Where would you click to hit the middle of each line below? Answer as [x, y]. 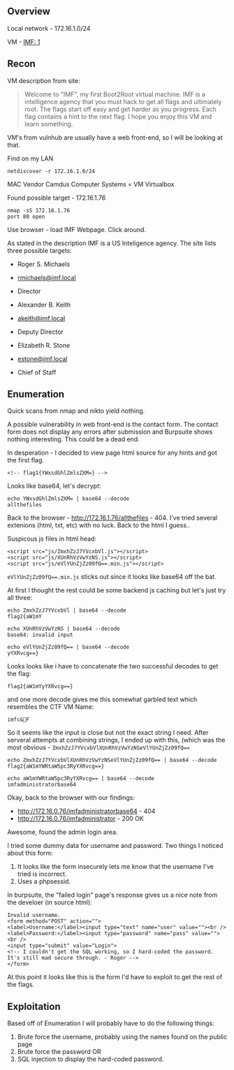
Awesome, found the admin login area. [63, 832]
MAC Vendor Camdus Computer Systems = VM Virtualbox [91, 184]
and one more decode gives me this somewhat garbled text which [102, 699]
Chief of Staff [37, 372]
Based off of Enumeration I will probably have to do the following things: [111, 1023]
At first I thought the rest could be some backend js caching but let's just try [117, 590]
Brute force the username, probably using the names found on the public [122, 1037]
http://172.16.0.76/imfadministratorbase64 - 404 [86, 811]
